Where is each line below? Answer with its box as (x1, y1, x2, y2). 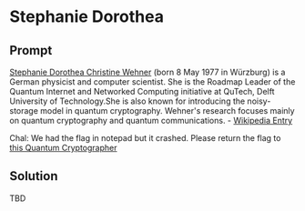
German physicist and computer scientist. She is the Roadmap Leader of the (9, 76, 296, 87)
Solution (9, 168, 58, 184)
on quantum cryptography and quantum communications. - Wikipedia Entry (9, 116, 293, 126)
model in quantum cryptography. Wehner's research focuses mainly (40, 105, 295, 116)
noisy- (247, 95, 271, 106)
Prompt (9, 43, 53, 58)
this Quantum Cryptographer (9, 143, 117, 153)
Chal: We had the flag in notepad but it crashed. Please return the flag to (9, 133, 281, 143)
